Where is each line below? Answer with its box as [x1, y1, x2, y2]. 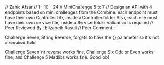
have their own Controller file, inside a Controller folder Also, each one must [5, 15, 158, 20]
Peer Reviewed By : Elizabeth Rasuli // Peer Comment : [5, 25, 115, 31]
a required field [5, 40, 36, 45]
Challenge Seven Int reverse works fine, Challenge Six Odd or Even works [5, 49, 154, 55]
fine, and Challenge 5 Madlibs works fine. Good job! [5, 54, 110, 60]
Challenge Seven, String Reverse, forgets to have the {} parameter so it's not [5, 34, 159, 40]
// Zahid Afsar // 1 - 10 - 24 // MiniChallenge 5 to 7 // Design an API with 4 [5, 4, 152, 10]
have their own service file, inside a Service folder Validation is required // [5, 20, 154, 25]
